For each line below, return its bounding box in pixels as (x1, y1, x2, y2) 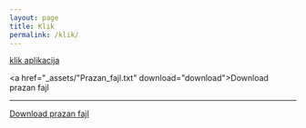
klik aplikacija (9, 55, 60, 66)
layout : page (9, 13, 59, 23)
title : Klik (9, 22, 55, 31)
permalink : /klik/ (9, 30, 79, 39)
